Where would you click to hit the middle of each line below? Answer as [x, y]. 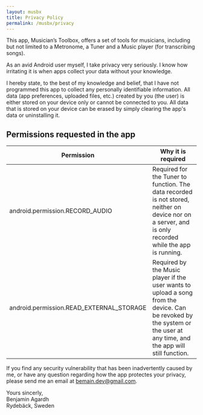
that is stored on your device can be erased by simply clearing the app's [96, 109]
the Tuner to [169, 177]
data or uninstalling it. [33, 115]
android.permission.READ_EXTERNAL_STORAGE [78, 308]
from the [164, 300]
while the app [171, 245]
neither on [166, 207]
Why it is [173, 151]
